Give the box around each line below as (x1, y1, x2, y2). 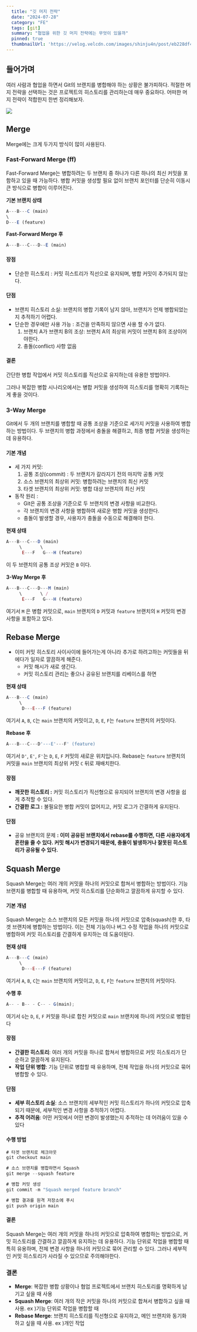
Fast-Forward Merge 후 (6, 231, 63, 238)
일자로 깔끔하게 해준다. (30, 656, 83, 663)
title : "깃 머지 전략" (11, 8, 60, 15)
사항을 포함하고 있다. (6, 615, 53, 622)
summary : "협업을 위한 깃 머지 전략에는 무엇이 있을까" (11, 30, 128, 36)
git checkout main (6, 1155, 51, 1161)
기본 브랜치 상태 (6, 196, 42, 204)
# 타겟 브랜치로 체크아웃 (6, 1149, 57, 1155)
